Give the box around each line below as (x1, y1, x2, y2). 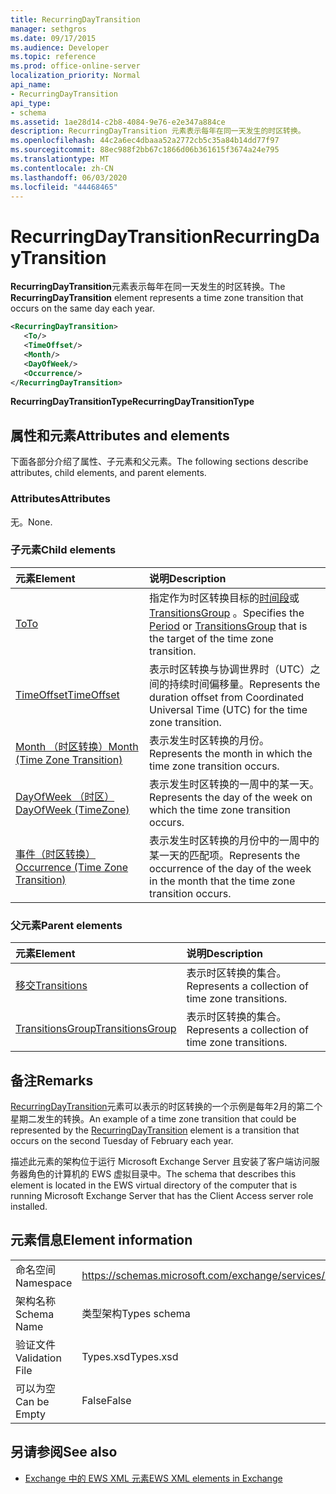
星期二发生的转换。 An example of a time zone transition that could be (10, 1112, 297, 1125)
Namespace (15, 1276, 73, 1290)
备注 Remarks (10, 1072, 94, 1089)
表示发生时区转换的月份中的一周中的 (149, 833, 320, 847)
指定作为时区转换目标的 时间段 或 (149, 591, 300, 605)
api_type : (10, 98, 52, 108)
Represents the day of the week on (149, 790, 313, 804)
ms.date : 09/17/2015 (10, 33, 97, 43)
